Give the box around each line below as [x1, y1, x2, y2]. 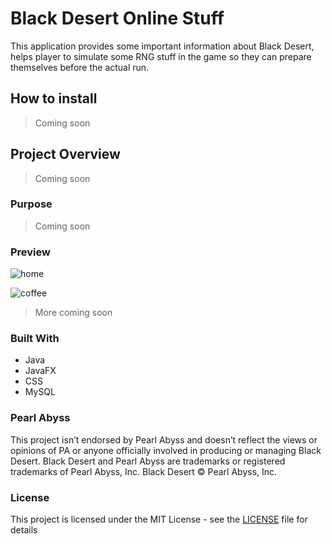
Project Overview [10, 146, 121, 163]
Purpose [10, 197, 53, 211]
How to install [10, 90, 98, 107]
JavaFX [24, 365, 57, 377]
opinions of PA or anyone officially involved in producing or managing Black [10, 444, 322, 456]
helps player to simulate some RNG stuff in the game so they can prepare [10, 50, 312, 62]
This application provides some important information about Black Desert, [10, 40, 315, 52]
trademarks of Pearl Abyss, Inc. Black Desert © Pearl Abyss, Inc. [10, 465, 278, 477]
